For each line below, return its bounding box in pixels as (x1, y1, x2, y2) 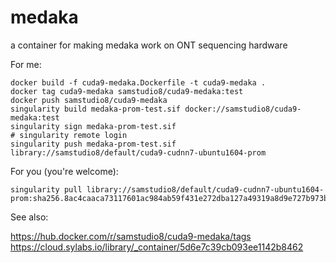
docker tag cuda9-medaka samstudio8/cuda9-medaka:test (10, 86, 244, 96)
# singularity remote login (10, 130, 128, 140)
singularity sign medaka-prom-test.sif (10, 121, 177, 131)
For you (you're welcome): (10, 165, 119, 177)
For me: (10, 58, 42, 70)
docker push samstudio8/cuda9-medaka (10, 95, 168, 105)
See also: (10, 211, 49, 223)
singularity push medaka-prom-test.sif (10, 139, 177, 149)
